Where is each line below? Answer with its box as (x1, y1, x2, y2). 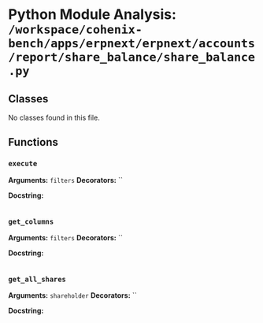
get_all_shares (8, 274, 67, 284)
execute (8, 159, 38, 169)
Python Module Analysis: (8, 6, 177, 24)
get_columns (8, 217, 54, 226)
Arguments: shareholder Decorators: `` (8, 291, 138, 300)
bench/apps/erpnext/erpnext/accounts (8, 36, 256, 51)
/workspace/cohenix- (8, 22, 143, 37)
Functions (8, 136, 59, 149)
